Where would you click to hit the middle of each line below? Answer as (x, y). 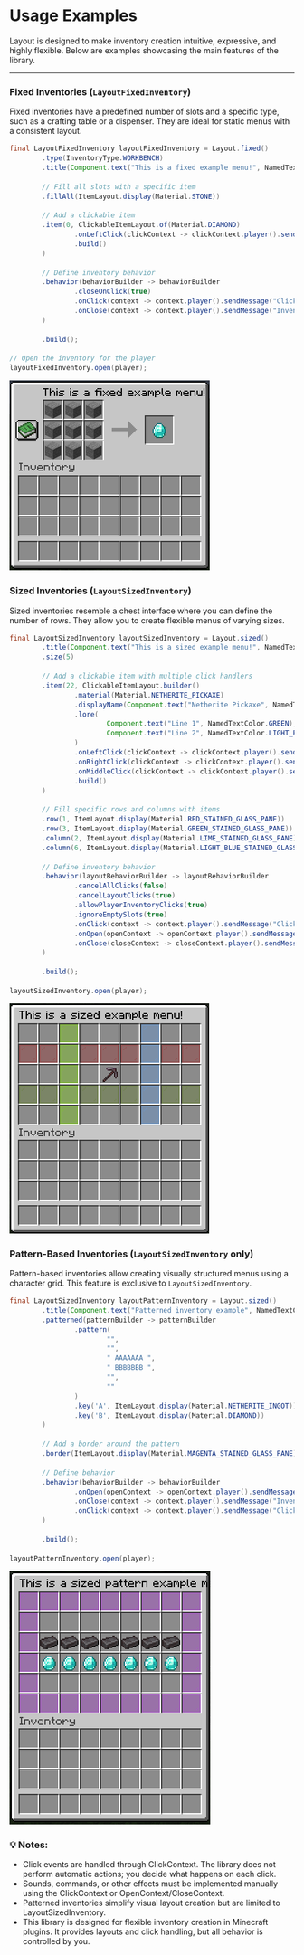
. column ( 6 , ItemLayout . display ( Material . (121, 848)
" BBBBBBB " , (131, 1368)
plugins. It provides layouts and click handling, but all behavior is (143, 1931)
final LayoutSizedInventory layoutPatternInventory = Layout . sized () (143, 1301)
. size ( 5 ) (58, 657)
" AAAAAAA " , (131, 1358)
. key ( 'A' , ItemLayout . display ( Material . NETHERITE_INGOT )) (185, 1406)
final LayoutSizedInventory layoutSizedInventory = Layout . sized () (139, 638)
